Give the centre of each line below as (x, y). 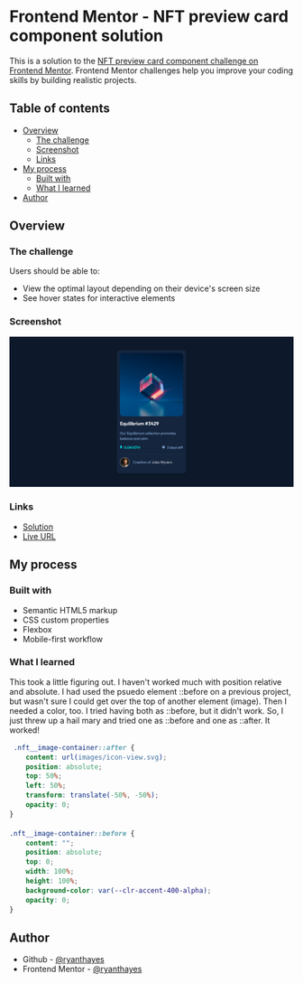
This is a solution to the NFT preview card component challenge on (134, 61)
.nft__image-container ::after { (74, 747)
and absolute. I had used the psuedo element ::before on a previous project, (150, 691)
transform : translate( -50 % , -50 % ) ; (92, 796)
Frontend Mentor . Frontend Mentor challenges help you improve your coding (151, 70)
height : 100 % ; (52, 881)
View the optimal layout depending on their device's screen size (141, 289)
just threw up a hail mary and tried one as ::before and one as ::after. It (140, 720)
